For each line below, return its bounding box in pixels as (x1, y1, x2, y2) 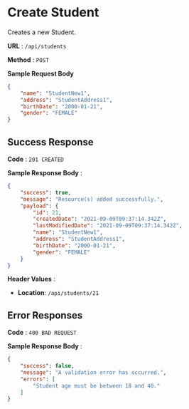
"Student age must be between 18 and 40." (33, 382, 161, 389)
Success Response (7, 136, 94, 148)
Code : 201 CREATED (7, 155, 64, 163)
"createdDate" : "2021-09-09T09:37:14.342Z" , (33, 215, 167, 223)
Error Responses (7, 309, 83, 321)
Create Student (7, 4, 99, 21)
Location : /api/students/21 (17, 289, 99, 297)
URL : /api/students (7, 41, 67, 50)
